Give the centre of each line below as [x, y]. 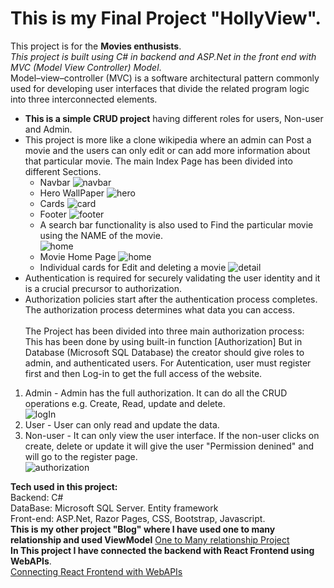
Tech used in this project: [64, 486]
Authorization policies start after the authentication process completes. [171, 299]
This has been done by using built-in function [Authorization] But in [163, 341]
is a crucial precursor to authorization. [103, 288]
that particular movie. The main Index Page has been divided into [158, 161]
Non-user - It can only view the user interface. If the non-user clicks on [172, 435]
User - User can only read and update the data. [122, 424]
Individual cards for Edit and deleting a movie [133, 267]
